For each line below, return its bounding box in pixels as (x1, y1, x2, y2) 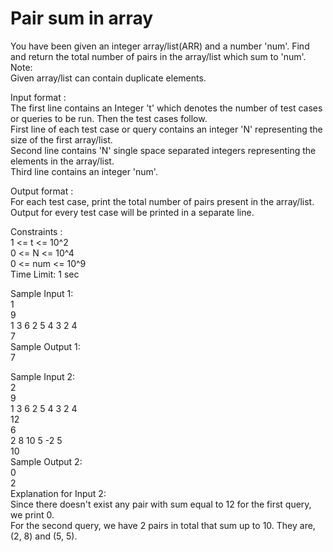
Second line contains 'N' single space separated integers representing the (10, 144, 317, 156)
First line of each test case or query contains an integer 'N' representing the (10, 123, 323, 135)
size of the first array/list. (10, 133, 113, 146)
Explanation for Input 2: (10, 487, 107, 499)
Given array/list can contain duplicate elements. (10, 72, 207, 84)
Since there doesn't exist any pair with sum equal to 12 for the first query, (10, 498, 312, 510)
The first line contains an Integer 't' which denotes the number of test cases (10, 102, 323, 114)
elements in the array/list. (10, 155, 115, 167)
